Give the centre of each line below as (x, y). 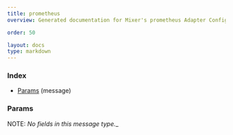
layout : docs (26, 45)
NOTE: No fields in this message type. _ (63, 124)
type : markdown (29, 52)
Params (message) (44, 91)
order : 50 (21, 33)
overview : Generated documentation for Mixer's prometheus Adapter (107, 20)
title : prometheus (34, 13)
